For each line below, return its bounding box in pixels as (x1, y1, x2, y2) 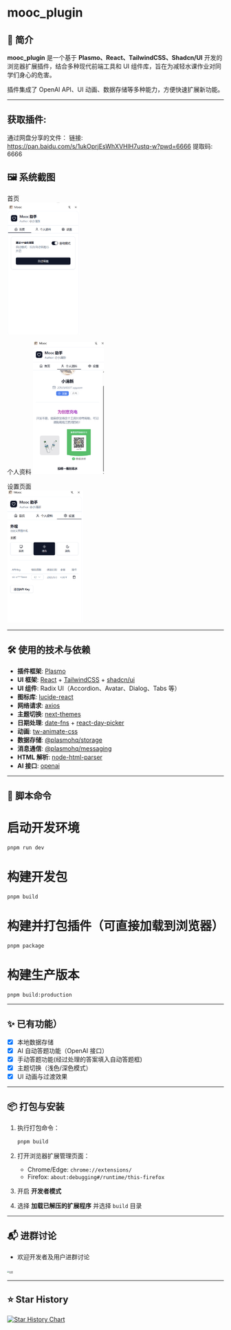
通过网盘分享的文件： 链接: (7, 133, 83, 142)
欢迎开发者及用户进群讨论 (16, 1252, 90, 1261)
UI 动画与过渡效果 (16, 1072, 67, 1081)
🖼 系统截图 (7, 172, 56, 183)
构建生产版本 (7, 968, 80, 983)
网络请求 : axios (16, 701, 60, 709)
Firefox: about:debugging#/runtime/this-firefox (27, 1172, 165, 1181)
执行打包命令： (16, 1123, 60, 1132)
